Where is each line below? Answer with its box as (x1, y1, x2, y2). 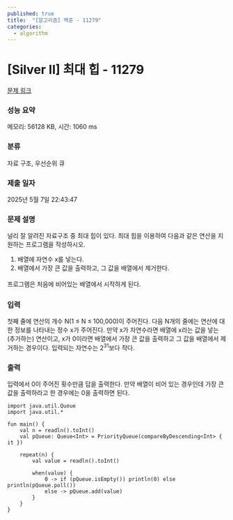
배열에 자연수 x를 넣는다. (17, 255, 85, 264)
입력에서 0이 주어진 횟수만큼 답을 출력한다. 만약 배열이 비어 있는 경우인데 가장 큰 (7, 380, 225, 388)
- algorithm (13, 29, 49, 37)
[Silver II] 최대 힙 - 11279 (7, 62, 145, 77)
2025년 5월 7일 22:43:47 (7, 195, 78, 204)
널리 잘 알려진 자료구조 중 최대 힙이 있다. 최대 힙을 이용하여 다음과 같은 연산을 (7, 232, 217, 240)
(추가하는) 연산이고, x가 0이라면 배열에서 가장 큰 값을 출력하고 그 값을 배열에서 (7, 334, 219, 343)
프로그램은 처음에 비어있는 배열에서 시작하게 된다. (7, 280, 141, 288)
